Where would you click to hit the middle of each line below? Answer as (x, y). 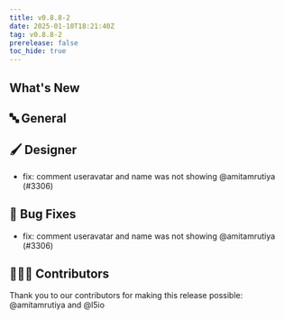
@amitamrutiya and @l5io (57, 305)
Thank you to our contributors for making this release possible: (126, 296)
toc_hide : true (38, 51)
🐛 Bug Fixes (43, 214)
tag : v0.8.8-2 (36, 34)
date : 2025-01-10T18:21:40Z (62, 26)
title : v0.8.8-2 (40, 18)
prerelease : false (44, 43)
